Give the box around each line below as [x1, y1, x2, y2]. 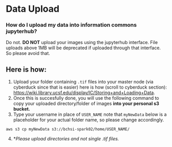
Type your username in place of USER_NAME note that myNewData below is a [13, 111, 167, 118]
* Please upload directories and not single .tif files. [13, 136, 119, 142]
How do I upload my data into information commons [6, 22, 137, 29]
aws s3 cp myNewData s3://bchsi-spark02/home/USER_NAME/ [6, 127, 130, 132]
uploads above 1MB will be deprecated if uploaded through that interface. [6, 45, 161, 51]
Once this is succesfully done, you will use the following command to [13, 95, 159, 101]
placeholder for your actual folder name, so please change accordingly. [13, 117, 164, 123]
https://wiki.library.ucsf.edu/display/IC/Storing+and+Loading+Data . [13, 90, 155, 96]
